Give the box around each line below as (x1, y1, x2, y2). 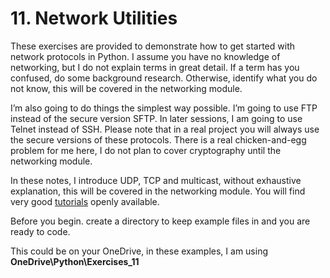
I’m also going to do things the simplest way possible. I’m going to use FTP (10, 102, 318, 114)
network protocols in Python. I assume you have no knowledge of (10, 50, 281, 62)
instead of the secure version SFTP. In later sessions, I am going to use (10, 112, 303, 124)
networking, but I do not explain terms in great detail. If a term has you (10, 61, 300, 73)
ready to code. (10, 225, 71, 237)
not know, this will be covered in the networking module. (10, 82, 243, 94)
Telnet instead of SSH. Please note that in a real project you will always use (10, 123, 320, 135)
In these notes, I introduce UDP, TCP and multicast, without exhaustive (10, 174, 302, 186)
